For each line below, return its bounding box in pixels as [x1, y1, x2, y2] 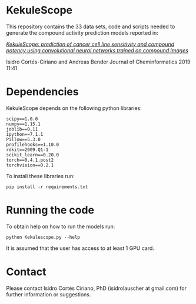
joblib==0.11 [6, 126, 38, 132]
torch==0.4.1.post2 [6, 157, 54, 163]
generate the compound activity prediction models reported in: [6, 29, 159, 36]
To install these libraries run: [6, 172, 75, 179]
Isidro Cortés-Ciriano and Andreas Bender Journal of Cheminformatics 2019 [6, 58, 191, 65]
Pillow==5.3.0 [6, 136, 41, 142]
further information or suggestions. [6, 290, 91, 298]
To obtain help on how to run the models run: [6, 223, 115, 230]
